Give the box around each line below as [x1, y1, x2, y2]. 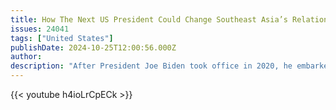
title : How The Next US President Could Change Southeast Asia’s [10, 14, 288, 25]
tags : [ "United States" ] [10, 33, 114, 43]
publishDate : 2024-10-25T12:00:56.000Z [10, 42, 177, 53]
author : [10, 52, 43, 62]
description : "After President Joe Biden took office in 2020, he [10, 61, 293, 71]
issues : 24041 [10, 24, 70, 34]
